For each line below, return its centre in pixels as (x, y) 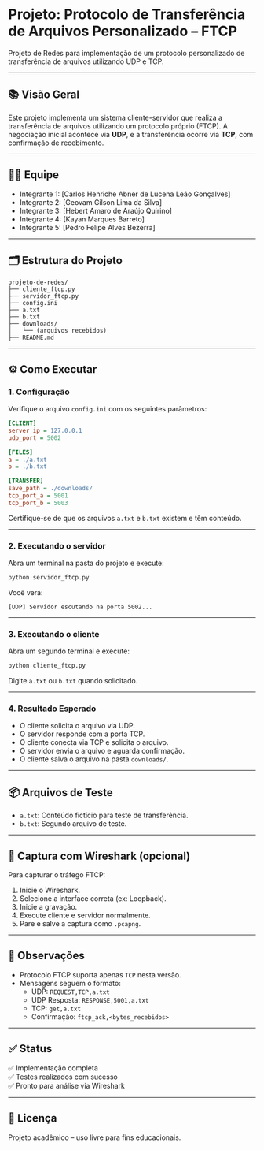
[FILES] (21, 452)
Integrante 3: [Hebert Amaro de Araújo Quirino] (96, 210)
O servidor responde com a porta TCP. (82, 734)
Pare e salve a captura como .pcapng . (80, 924)
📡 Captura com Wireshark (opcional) (99, 856)
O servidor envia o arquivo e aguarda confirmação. (102, 751)
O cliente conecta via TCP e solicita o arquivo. (94, 742)
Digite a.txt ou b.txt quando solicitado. (73, 681)
